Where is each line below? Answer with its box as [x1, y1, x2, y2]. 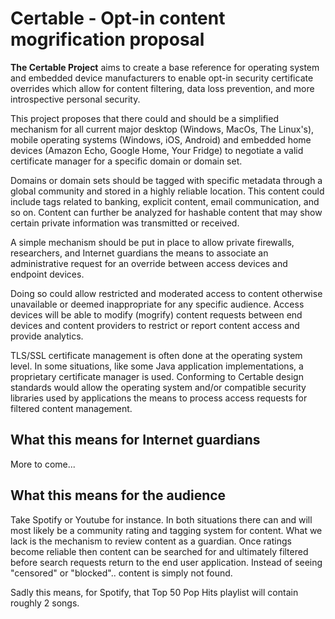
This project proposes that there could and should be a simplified [10, 112, 279, 124]
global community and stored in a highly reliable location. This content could [10, 185, 325, 197]
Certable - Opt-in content [10, 7, 226, 30]
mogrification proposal [10, 28, 205, 51]
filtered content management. [10, 402, 133, 414]
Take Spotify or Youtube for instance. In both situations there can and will [10, 513, 313, 526]
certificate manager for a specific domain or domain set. [10, 155, 243, 167]
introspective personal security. [10, 93, 141, 105]
